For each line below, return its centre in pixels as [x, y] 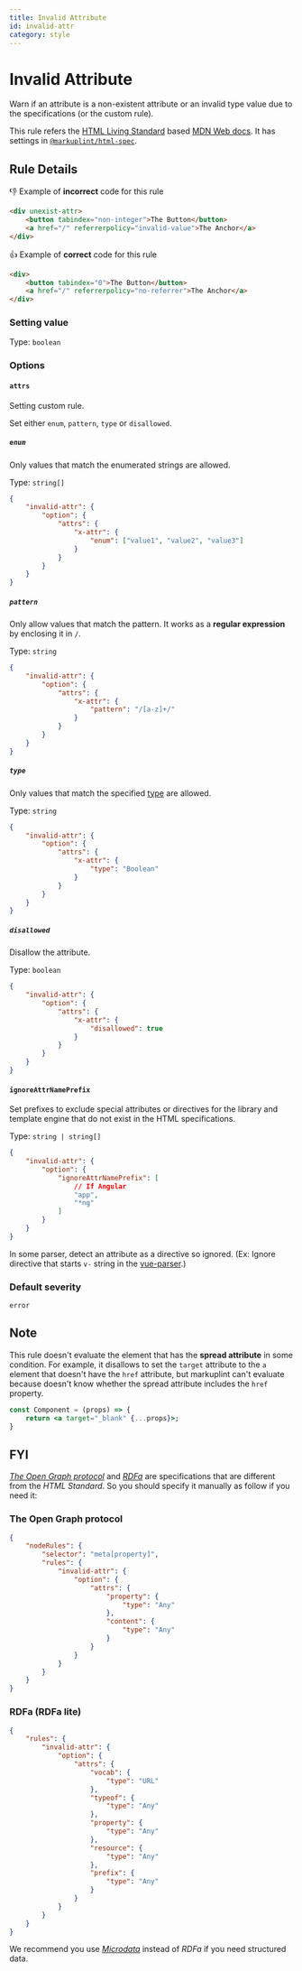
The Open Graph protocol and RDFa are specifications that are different [142, 1476]
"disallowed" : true [127, 1028]
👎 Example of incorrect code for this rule [87, 191]
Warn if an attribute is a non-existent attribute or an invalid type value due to [151, 104]
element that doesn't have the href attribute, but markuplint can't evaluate [147, 1374]
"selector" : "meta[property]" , [101, 1555]
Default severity [46, 1287]
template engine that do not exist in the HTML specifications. [123, 1119]
